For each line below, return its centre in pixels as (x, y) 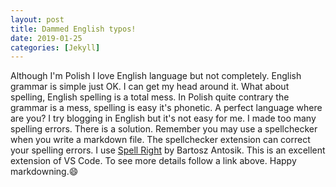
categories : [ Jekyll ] (55, 47)
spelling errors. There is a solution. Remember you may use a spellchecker (164, 129)
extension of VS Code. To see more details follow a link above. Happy (153, 161)
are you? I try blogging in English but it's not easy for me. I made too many (163, 118)
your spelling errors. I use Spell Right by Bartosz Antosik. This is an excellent (168, 150)
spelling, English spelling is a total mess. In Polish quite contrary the (150, 97)
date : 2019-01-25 (46, 38)
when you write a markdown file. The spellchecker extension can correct (160, 140)
